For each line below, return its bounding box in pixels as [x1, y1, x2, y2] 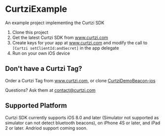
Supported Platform [5, 102, 67, 110]
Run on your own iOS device [12, 50, 70, 56]
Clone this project [12, 29, 48, 35]
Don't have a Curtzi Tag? [5, 65, 82, 73]
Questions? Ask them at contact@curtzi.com [5, 87, 96, 93]
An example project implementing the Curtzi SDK [5, 20, 104, 26]
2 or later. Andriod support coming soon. [5, 125, 88, 131]
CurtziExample [5, 3, 67, 15]
